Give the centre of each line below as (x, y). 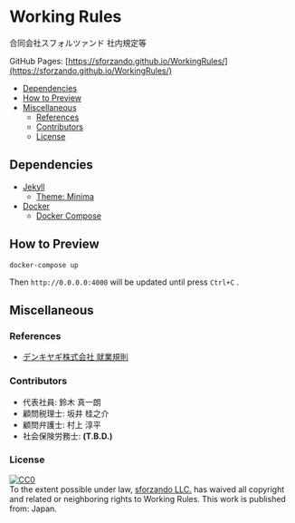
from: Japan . (33, 508)
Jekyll (33, 187)
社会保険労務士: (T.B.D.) (67, 436)
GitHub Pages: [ (39, 61)
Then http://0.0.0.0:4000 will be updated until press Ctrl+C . (124, 282)
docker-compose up (44, 265)
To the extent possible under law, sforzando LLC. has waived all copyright (147, 489)
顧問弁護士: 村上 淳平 (62, 424)
